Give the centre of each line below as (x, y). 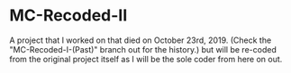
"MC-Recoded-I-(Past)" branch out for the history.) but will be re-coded (143, 49)
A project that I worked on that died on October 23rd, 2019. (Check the (141, 40)
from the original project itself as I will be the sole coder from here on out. (146, 59)
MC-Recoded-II (68, 16)
